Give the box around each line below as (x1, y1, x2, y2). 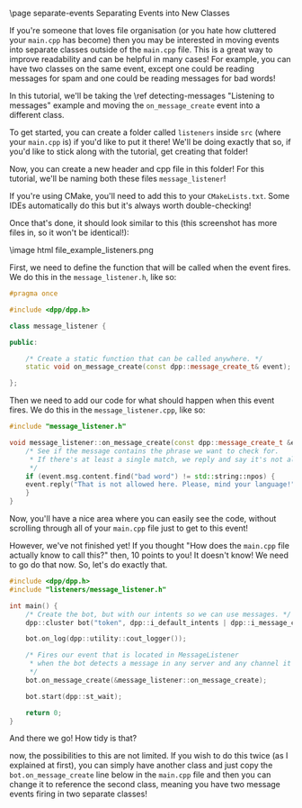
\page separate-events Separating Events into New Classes (9, 8, 231, 18)
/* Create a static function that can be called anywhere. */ (25, 354, 263, 363)
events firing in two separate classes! (9, 788, 148, 800)
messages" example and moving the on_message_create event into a (9, 100, 261, 111)
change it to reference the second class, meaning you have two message (9, 779, 281, 790)
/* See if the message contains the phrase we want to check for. (25, 446, 280, 456)
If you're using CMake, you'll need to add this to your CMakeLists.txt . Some (9, 191, 290, 201)
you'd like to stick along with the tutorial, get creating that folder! (9, 146, 249, 157)
